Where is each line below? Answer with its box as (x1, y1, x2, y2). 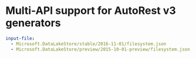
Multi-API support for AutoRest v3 (5, 4, 176, 17)
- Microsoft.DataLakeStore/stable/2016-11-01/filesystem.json (11, 41, 167, 47)
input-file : (5, 35, 35, 41)
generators (5, 16, 61, 30)
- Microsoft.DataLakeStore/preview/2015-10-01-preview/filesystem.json (11, 46, 191, 52)
